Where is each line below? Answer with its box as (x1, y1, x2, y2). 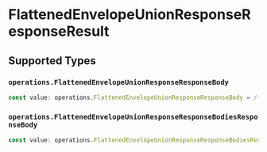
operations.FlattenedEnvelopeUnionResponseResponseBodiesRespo (8, 112, 258, 121)
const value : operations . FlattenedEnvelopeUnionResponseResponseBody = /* (8, 93, 261, 101)
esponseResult (8, 22, 110, 40)
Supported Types (8, 54, 97, 67)
